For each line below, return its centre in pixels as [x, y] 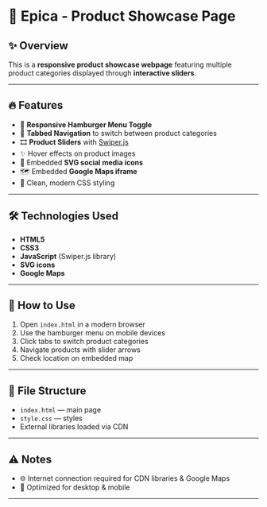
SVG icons [37, 265]
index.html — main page [60, 410]
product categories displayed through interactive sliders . [103, 73]
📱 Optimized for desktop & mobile [75, 487]
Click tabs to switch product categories [84, 342]
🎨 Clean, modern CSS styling [67, 183]
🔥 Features [36, 105]
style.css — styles [51, 418]
